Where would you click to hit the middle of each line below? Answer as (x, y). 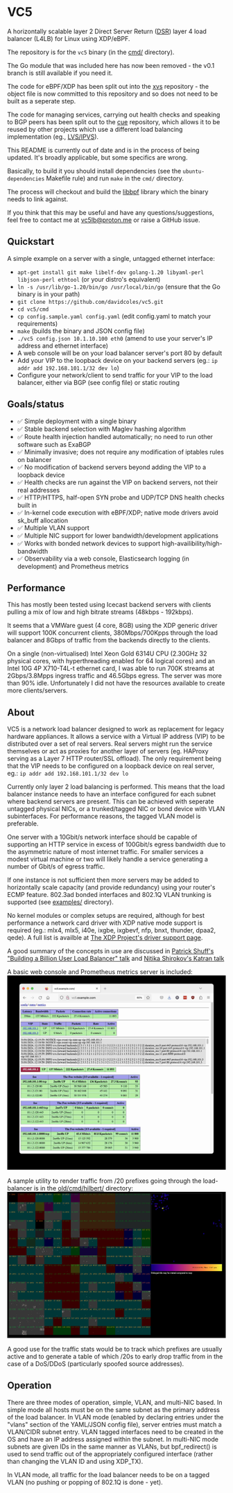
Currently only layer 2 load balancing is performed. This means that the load (116, 787)
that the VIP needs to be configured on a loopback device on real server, (111, 766)
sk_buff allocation (43, 520)
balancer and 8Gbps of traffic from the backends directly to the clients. (109, 640)
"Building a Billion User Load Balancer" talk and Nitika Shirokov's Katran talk (116, 959)
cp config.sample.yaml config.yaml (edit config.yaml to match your (114, 316)
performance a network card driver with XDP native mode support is (105, 923)
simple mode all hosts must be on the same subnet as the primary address (114, 1410)
